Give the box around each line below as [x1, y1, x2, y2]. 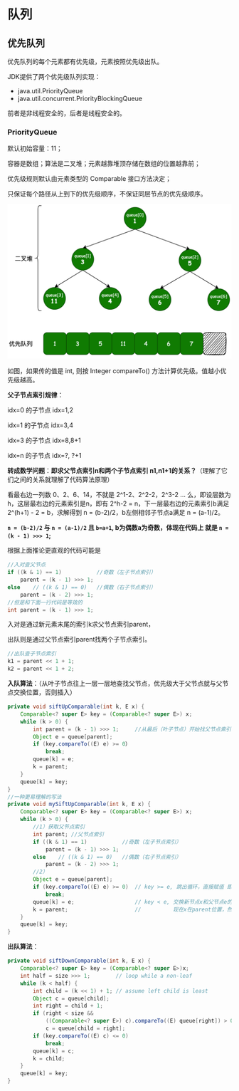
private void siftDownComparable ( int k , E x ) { [7, 957, 152, 965]
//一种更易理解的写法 [7, 793, 62, 800]
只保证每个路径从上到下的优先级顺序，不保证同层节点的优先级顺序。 [7, 189, 207, 198]
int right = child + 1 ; [33, 1002, 103, 1010]
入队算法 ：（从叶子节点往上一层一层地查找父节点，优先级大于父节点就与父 [7, 679, 223, 688]
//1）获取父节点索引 [33, 823, 85, 830]
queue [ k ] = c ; [33, 1048, 75, 1055]
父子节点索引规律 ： [7, 391, 64, 400]
